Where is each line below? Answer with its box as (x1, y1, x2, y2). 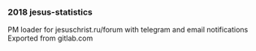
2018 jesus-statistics (7, 6, 93, 18)
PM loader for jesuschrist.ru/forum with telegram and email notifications (7, 25, 249, 35)
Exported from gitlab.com (7, 33, 93, 43)
